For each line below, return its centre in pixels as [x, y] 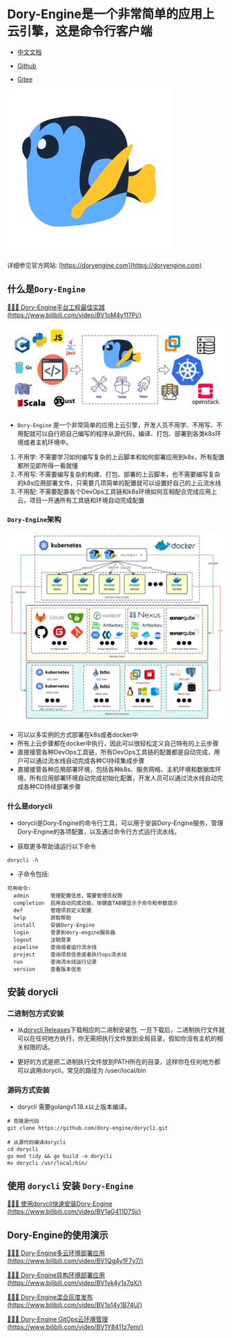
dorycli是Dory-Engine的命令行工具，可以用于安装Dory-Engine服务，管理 [120, 823]
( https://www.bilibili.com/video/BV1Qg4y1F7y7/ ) [75, 1261]
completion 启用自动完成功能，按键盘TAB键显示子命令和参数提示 [96, 903]
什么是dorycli [30, 806]
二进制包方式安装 [36, 1013]
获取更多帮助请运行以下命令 [57, 846]
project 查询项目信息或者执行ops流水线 [70, 955]
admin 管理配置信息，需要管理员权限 [68, 896]
